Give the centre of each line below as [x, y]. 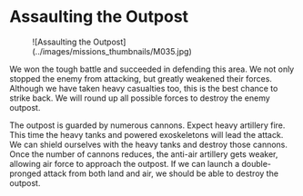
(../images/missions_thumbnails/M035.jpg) [112, 51]
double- [256, 163]
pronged [25, 173]
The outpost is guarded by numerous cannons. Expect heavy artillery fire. [147, 125]
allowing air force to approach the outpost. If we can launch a [124, 163]
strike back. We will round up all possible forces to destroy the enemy [140, 98]
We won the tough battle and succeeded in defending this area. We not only [152, 69]
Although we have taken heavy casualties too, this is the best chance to [144, 88]
